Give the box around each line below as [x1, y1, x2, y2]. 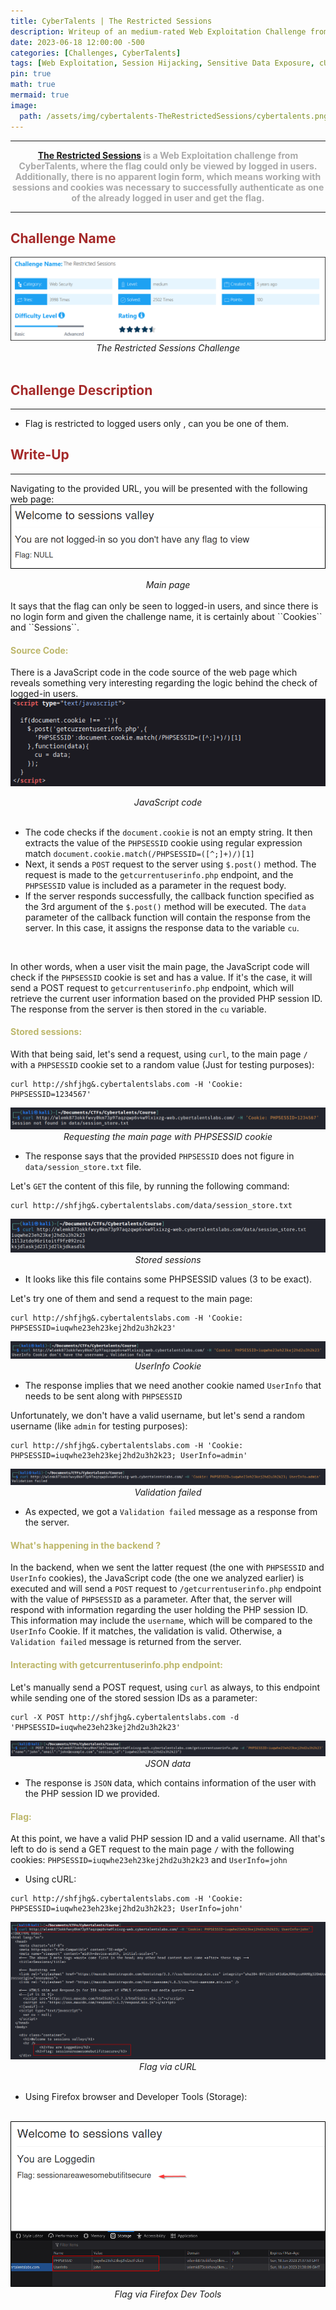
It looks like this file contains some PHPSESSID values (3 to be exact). [24, 1273, 313, 1285]
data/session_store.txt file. [24, 1161, 142, 1173]
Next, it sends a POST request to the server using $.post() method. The [24, 858, 317, 870]
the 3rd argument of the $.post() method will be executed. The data [24, 900, 307, 912]
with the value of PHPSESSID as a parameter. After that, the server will [10, 1593, 293, 1605]
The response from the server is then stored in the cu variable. [10, 1003, 267, 1015]
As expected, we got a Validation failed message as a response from [24, 1506, 318, 1518]
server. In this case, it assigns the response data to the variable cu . [24, 921, 300, 934]
